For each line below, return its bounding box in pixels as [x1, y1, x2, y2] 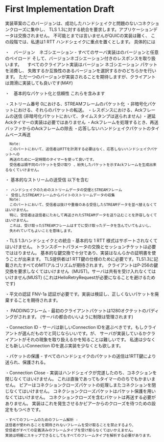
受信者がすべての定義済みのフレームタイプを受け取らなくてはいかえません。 [5, 428, 136, 433]
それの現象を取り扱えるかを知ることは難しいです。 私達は [26, 336, 143, 342]
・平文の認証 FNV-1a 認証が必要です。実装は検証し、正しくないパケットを [5, 291, 155, 297]
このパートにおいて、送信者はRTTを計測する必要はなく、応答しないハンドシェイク [9, 147, 150, 151]
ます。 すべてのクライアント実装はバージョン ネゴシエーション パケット [9, 61, 158, 67]
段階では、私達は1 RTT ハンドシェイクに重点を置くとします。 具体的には [9, 38, 156, 45]
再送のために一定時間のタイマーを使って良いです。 [9, 157, 96, 162]
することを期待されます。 [9, 297, 61, 303]
